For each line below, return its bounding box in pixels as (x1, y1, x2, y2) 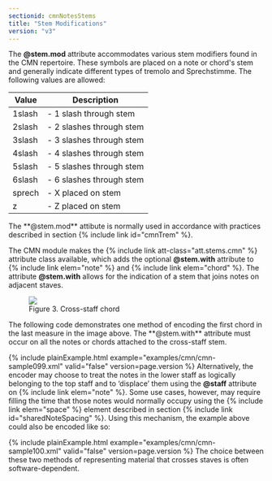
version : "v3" (8, 27, 57, 35)
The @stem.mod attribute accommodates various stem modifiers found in (8, 50, 257, 59)
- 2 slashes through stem (46, 121, 145, 132)
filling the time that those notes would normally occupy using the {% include (8, 396, 264, 406)
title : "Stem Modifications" (8, 19, 107, 28)
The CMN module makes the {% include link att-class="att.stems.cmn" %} (8, 245, 258, 256)
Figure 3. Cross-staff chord (28, 304, 120, 314)
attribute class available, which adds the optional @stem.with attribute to (8, 254, 254, 264)
